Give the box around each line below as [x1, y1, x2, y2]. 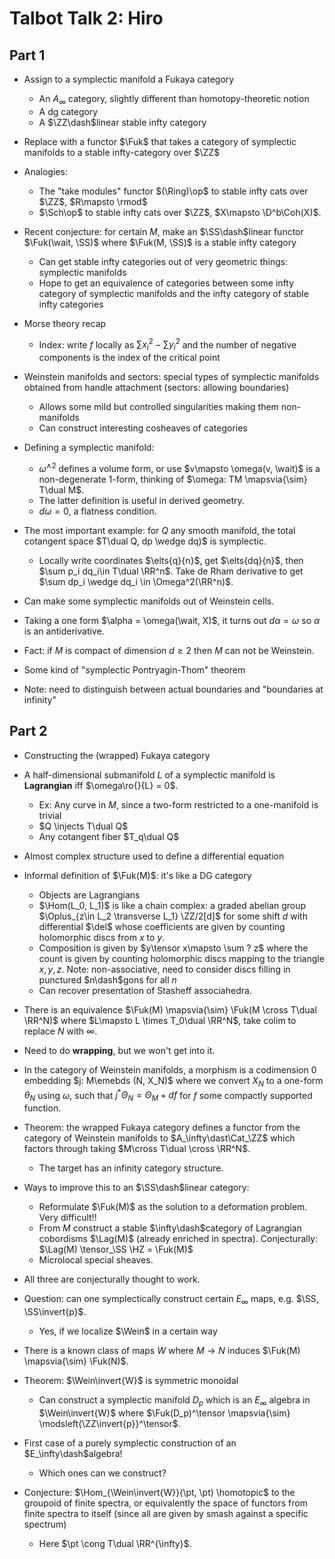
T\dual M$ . [38, 483, 85, 496]
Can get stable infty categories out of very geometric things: [38, 255, 289, 267]
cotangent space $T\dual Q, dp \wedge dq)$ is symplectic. [23, 535, 267, 547]
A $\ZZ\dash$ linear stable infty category [38, 116, 207, 128]
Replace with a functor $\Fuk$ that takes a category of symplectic [23, 135, 297, 147]
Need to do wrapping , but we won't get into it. [23, 1044, 216, 1056]
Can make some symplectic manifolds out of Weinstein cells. [23, 595, 275, 607]
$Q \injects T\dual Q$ [38, 820, 129, 832]
